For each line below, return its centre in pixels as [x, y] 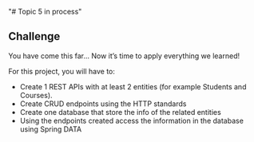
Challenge [34, 36]
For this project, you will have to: [62, 71]
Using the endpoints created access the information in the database [131, 120]
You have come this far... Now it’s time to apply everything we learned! [124, 56]
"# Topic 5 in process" [45, 12]
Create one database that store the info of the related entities [120, 112]
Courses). [36, 95]
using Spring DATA [51, 129]
